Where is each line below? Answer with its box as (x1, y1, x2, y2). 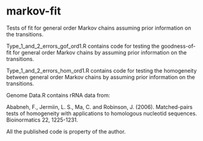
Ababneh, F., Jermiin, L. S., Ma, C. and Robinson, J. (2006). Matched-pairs (6, 103, 193, 110)
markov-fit (6, 4, 61, 18)
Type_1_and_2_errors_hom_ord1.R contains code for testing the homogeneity (6, 67, 197, 74)
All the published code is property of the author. (6, 128, 126, 135)
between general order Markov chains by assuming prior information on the (6, 73, 195, 80)
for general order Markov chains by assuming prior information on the (13, 48, 187, 56)
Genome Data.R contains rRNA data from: (6, 91, 110, 99)
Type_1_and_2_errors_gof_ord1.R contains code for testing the (6, 42, 160, 50)
